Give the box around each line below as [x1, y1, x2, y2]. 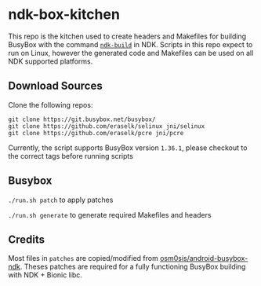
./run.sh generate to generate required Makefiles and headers [8, 210, 212, 219]
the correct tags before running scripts [8, 151, 133, 160]
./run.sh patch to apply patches [8, 195, 114, 204]
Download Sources [8, 79, 103, 93]
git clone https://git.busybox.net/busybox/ [8, 115, 156, 123]
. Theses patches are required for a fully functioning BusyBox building [20, 262, 246, 272]
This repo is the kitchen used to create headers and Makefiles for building [8, 31, 247, 41]
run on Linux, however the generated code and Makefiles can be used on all [8, 48, 254, 57]
